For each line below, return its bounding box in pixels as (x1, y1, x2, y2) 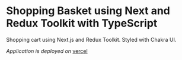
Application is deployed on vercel (6, 47, 88, 54)
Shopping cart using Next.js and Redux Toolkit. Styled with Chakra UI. (6, 36, 177, 43)
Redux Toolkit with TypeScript (6, 16, 158, 30)
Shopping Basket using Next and (6, 4, 170, 18)
